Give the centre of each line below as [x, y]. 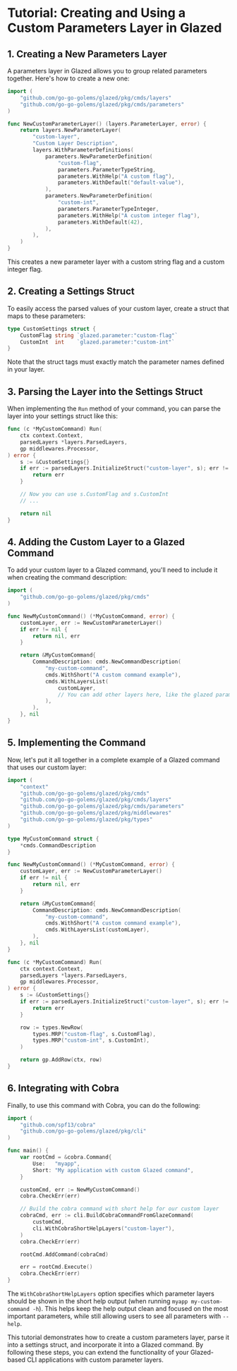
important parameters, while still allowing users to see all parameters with [114, 1316]
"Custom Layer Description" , [75, 144]
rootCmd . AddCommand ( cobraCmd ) [65, 1254]
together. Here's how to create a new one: [68, 78]
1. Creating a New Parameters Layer [87, 54]
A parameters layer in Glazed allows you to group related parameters [107, 71]
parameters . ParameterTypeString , [107, 170]
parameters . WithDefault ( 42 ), [100, 222]
